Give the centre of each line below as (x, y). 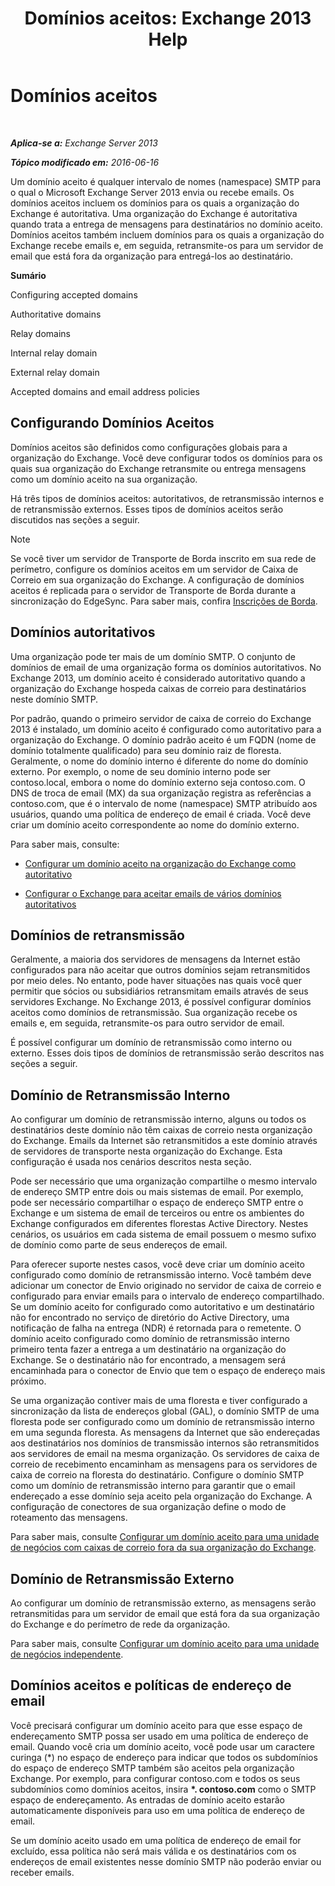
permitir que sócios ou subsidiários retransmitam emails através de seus (159, 991)
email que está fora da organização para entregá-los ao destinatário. (152, 256)
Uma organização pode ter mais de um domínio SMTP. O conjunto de (153, 656)
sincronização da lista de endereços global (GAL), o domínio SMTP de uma (165, 1411)
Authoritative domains (56, 314)
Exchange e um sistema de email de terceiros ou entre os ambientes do (157, 1213)
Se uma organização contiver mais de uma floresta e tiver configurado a (159, 1401)
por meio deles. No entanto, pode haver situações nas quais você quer (156, 981)
